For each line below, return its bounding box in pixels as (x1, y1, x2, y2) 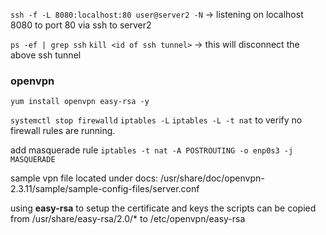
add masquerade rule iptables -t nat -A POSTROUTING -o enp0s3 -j (10, 144, 294, 156)
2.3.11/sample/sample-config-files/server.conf (10, 183, 200, 195)
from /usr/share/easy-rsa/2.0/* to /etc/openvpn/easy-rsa (10, 213, 246, 225)
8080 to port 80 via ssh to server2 (10, 19, 152, 31)
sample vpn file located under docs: (10, 172, 159, 184)
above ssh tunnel (10, 49, 82, 61)
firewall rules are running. (10, 125, 116, 137)
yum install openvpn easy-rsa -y (10, 97, 150, 107)
